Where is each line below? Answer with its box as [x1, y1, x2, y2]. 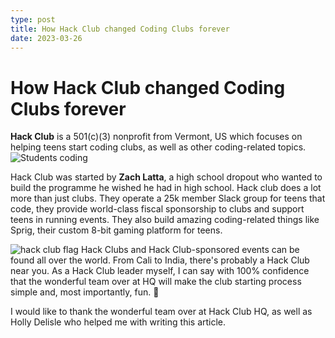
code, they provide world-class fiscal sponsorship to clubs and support [10, 203, 305, 215]
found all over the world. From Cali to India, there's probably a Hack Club [10, 254, 310, 266]
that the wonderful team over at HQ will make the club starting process [10, 276, 302, 288]
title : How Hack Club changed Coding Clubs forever [10, 24, 230, 34]
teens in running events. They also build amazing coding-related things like [10, 214, 320, 226]
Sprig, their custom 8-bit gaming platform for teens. [10, 224, 223, 236]
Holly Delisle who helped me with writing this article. [10, 316, 227, 328]
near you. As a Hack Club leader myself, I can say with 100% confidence [10, 265, 310, 277]
